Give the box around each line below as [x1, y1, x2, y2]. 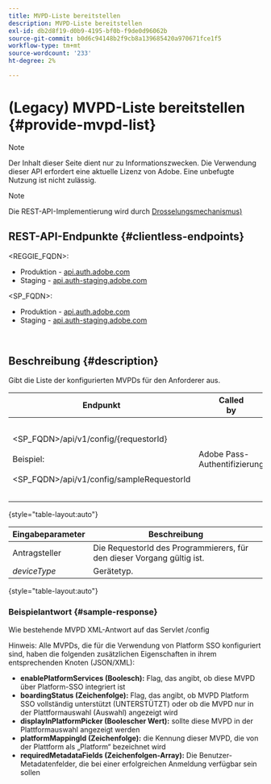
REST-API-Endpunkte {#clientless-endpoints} [8, 230, 244, 244]
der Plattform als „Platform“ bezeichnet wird [19, 741, 167, 751]
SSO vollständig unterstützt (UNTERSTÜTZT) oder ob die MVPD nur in [19, 699, 254, 708]
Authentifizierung [198, 459, 265, 470]
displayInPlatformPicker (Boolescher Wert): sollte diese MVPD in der [19, 715, 254, 726]
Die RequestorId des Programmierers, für [93, 542, 248, 553]
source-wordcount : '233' [8, 49, 92, 57]
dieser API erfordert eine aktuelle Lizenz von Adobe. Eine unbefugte [8, 166, 235, 176]
